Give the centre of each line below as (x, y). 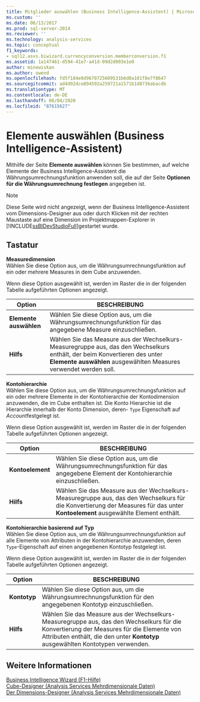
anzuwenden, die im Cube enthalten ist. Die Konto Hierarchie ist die (89, 403)
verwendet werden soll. (82, 369)
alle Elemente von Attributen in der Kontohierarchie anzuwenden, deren (94, 541)
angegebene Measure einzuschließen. (103, 330)
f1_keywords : (22, 51)
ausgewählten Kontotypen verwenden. (96, 644)
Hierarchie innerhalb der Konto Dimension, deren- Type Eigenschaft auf (93, 409)
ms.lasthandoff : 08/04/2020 (41, 100)
